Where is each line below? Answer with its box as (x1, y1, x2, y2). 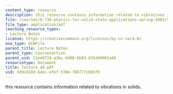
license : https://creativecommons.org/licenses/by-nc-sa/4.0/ (5, 36, 142, 42)
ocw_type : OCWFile (5, 41, 45, 46)
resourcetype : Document (5, 60, 57, 65)
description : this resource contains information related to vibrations (5, 12, 165, 17)
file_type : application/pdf (5, 22, 66, 27)
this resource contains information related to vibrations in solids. (5, 84, 142, 90)
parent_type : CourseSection (5, 50, 66, 55)
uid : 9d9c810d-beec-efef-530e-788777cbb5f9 (5, 70, 100, 75)
